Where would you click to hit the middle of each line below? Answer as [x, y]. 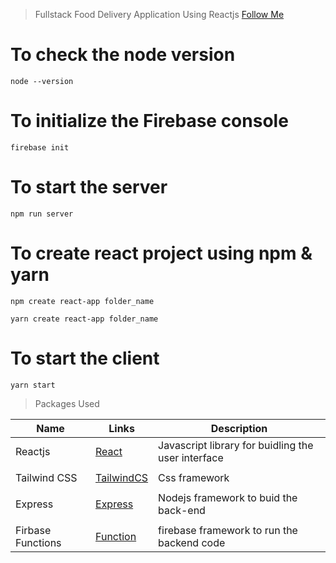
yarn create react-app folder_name [84, 319]
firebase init [40, 147]
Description [239, 428]
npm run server [42, 214]
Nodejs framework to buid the [228, 497]
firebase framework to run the [228, 530]
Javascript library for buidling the [236, 445]
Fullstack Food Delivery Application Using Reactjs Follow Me [159, 14]
